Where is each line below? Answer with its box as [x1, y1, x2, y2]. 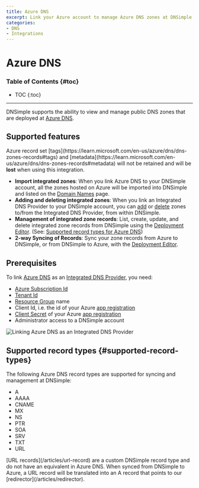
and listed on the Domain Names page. [14, 191, 110, 198]
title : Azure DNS [6, 8, 49, 15]
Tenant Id [14, 291, 38, 299]
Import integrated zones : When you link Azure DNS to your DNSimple [14, 178, 186, 185]
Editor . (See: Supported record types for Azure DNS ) [14, 228, 143, 235]
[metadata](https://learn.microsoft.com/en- [69, 154, 176, 161]
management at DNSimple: [6, 377, 72, 384]
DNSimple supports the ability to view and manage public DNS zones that [6, 108, 185, 115]
